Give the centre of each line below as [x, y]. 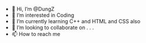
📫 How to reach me [36, 34]
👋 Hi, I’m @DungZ [33, 9]
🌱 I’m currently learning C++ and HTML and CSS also [76, 21]
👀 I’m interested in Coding [43, 15]
